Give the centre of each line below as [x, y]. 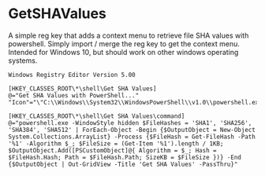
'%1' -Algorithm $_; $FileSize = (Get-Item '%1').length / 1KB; [116, 143]
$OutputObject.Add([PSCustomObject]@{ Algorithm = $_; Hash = [112, 150]
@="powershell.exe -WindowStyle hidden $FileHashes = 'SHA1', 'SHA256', [130, 123]
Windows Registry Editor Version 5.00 [72, 75]
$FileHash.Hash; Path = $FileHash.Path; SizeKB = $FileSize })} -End [125, 157]
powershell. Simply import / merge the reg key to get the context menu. [124, 43]
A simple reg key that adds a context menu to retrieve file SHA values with [129, 35]
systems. [23, 60]
